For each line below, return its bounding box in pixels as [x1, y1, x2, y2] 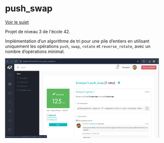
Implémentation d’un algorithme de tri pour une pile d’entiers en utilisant [5, 38, 150, 44]
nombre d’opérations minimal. [5, 48, 65, 54]
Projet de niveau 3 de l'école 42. [5, 28, 71, 34]
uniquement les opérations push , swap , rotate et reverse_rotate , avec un [5, 43, 151, 49]
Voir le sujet [5, 19, 29, 25]
